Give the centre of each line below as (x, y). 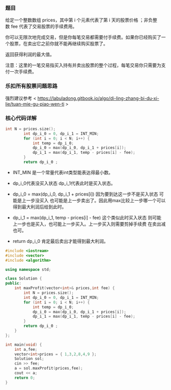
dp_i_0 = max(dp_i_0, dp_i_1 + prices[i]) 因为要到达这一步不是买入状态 (85, 194)
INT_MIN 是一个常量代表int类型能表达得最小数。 (63, 172)
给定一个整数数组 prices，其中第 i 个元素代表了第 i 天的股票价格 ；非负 (79, 20)
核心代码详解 (21, 118)
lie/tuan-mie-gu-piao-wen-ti (35, 104)
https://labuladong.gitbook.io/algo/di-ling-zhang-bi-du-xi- (98, 98)
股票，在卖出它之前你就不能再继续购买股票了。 (59, 44)
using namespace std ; (28, 269)
